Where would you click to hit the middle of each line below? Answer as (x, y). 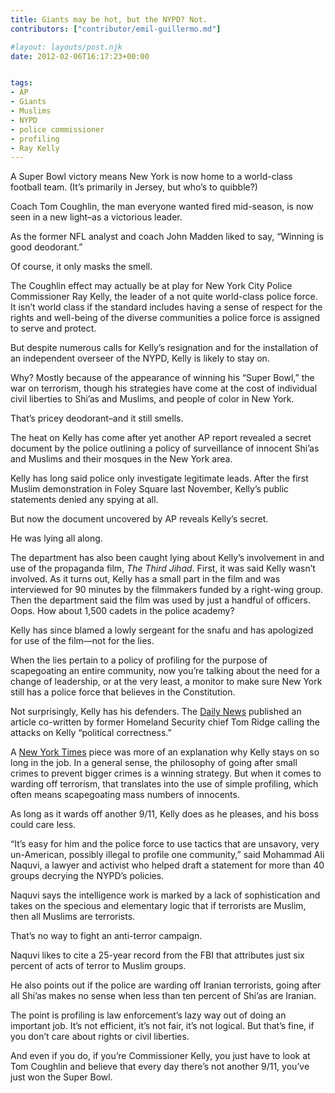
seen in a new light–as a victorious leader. (96, 217)
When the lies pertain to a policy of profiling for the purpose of (139, 660)
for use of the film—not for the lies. (82, 641)
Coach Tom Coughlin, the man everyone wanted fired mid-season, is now (162, 207)
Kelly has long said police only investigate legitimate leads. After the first (159, 478)
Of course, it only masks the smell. (81, 267)
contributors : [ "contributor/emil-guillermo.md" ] (116, 29)
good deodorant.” (46, 247)
